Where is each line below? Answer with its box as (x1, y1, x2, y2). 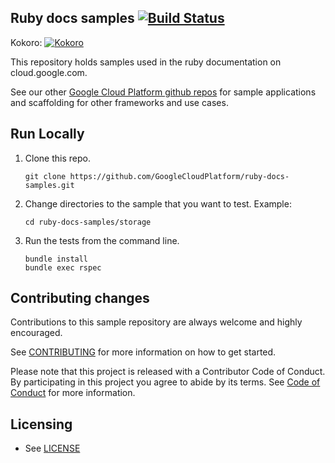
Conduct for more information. (10, 387, 136, 399)
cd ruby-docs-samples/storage (24, 217, 152, 227)
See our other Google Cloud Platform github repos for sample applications (10, 86, 317, 98)
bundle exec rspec (24, 262, 102, 273)
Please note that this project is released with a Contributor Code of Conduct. (10, 366, 326, 378)
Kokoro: (10, 36, 43, 48)
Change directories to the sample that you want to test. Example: (24, 197, 292, 210)
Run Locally (10, 126, 85, 143)
